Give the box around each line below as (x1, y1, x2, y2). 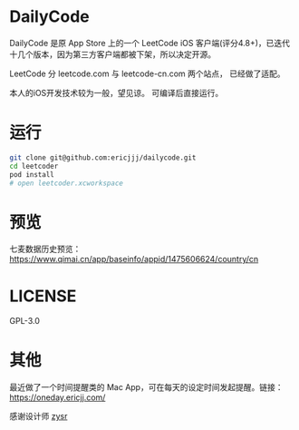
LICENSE (9, 286, 77, 306)
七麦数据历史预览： (9, 243, 82, 255)
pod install (9, 170, 54, 179)
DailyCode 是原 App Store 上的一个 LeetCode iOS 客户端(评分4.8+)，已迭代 (9, 37, 291, 48)
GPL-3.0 (9, 316, 41, 327)
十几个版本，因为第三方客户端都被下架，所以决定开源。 (9, 48, 216, 60)
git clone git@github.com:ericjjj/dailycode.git (9, 152, 197, 162)
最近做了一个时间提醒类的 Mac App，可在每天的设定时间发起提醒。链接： (9, 382, 284, 393)
